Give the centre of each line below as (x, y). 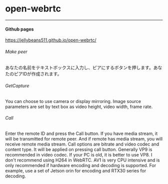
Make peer (16, 51)
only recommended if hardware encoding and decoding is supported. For (81, 165)
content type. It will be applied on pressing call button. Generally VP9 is (79, 149)
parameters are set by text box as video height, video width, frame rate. (79, 106)
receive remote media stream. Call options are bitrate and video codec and (82, 144)
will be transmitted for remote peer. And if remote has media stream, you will (84, 138)
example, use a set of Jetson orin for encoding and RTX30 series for (76, 170)
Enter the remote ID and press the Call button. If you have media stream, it (81, 133)
